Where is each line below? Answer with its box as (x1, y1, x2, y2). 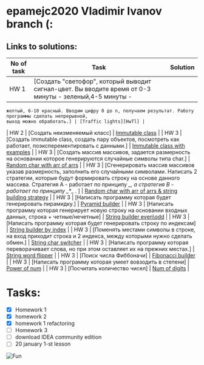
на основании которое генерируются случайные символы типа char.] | (6, 155, 190, 162)
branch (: (6, 17, 53, 31)
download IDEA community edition (15, 333, 102, 341)
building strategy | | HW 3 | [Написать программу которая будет (6, 194, 171, 201)
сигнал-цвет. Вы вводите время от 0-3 (33, 85, 151, 93)
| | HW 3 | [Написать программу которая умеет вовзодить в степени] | (6, 258, 189, 265)
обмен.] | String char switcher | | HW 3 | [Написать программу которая (6, 239, 189, 246)
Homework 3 (15, 327, 48, 334)
